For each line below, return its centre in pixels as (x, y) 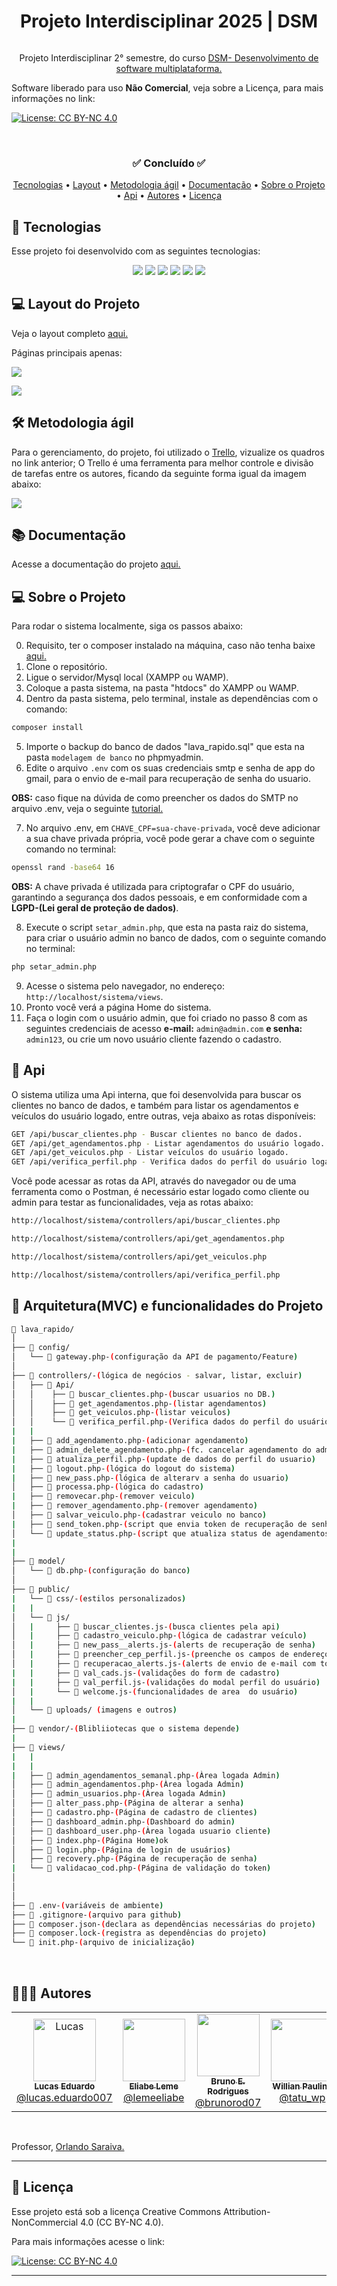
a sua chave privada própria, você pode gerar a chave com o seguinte (170, 839)
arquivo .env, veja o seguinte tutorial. (87, 809)
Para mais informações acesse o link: (88, 2241)
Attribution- (247, 2211)
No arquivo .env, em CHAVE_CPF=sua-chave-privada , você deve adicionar (173, 828)
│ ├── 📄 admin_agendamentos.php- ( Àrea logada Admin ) (128, 1785)
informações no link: (53, 98)
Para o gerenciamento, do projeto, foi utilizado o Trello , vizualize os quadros (168, 452)
